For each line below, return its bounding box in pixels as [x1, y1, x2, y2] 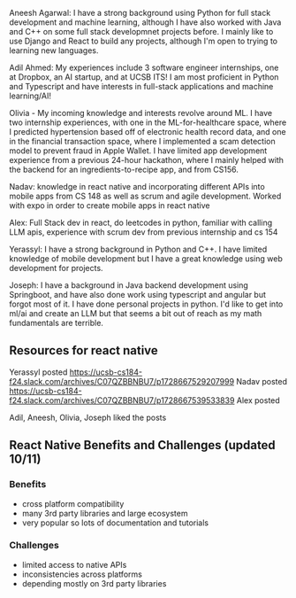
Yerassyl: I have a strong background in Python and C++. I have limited [9, 244, 268, 254]
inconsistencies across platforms [21, 569, 143, 579]
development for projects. [9, 263, 103, 273]
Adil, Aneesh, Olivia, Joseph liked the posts [9, 412, 167, 423]
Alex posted [236, 394, 280, 406]
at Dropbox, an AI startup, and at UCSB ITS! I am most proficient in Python [9, 72, 279, 82]
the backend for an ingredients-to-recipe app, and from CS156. [9, 164, 239, 175]
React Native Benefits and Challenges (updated [9, 438, 276, 453]
